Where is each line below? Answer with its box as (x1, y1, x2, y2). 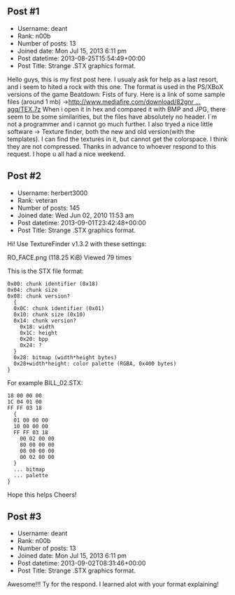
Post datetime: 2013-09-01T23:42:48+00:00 (17, 218, 147, 227)
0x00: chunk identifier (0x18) (7, 280, 99, 287)
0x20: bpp (20, 335, 49, 342)
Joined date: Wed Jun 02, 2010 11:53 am (17, 210, 134, 220)
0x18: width (20, 323, 55, 330)
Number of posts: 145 (17, 203, 80, 212)
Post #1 (7, 6, 40, 18)
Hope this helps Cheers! (7, 490, 77, 499)
